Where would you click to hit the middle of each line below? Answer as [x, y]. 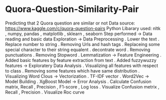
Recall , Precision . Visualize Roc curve [45, 92]
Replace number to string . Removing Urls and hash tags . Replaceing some [83, 44]
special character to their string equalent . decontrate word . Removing [78, 49]
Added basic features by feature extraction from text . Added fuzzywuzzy [81, 60]
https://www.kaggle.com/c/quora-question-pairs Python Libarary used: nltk [83, 28]
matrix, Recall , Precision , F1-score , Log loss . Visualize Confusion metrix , [82, 86]
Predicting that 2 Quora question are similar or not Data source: [70, 23]
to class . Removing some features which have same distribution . [73, 70]
